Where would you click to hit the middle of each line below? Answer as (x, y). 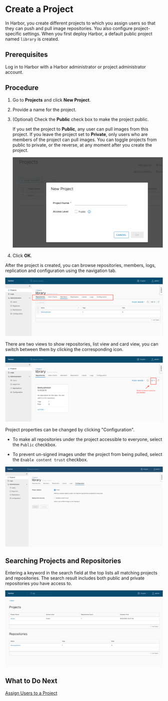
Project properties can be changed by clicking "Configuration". (70, 429)
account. (14, 72)
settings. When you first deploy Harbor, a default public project (87, 33)
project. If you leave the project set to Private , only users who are (80, 134)
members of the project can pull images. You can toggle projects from (84, 139)
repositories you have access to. (39, 583)
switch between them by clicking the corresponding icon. (64, 349)
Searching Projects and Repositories (63, 561)
